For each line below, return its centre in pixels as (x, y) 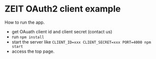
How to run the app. (25, 22)
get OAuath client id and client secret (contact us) (62, 31)
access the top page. (33, 51)
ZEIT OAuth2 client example (63, 9)
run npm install (28, 37)
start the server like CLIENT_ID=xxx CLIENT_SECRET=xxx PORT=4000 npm (81, 42)
